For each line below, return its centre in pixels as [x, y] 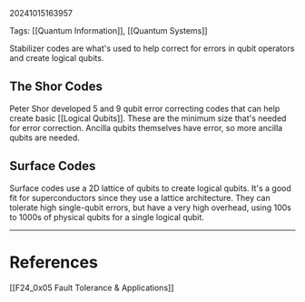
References [54, 262]
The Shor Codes [56, 87]
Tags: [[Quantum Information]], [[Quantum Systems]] [108, 30]
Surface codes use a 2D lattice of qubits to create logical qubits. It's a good [151, 188]
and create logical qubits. [57, 58]
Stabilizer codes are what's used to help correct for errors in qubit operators [152, 48]
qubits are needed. [44, 137]
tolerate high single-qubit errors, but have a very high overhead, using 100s [151, 207]
